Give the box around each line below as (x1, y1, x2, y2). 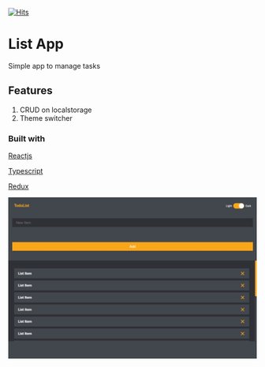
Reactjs (8, 151, 33, 161)
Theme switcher (19, 113, 73, 122)
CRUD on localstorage (19, 105, 92, 114)
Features (8, 84, 53, 98)
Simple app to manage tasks (8, 61, 101, 70)
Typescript (8, 167, 43, 176)
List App (8, 36, 65, 53)
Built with (8, 133, 46, 144)
